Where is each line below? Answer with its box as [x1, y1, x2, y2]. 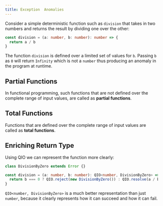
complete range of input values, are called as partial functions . [5, 95, 132, 101]
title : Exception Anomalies [5, 7, 64, 12]
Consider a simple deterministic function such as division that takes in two [5, 20, 156, 26]
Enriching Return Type [5, 141, 74, 150]
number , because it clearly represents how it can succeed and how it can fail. [5, 195, 158, 202]
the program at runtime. [5, 63, 52, 69]
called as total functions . [5, 127, 56, 133]
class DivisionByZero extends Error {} [5, 164, 86, 169]
